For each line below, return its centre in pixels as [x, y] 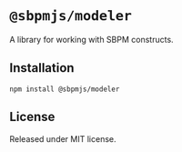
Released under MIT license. [63, 138]
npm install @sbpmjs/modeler [65, 89]
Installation [42, 68]
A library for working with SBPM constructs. [92, 39]
